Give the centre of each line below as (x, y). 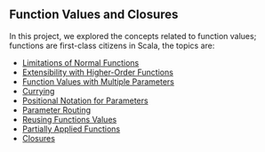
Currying (38, 91)
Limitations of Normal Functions (80, 62)
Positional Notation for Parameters (85, 100)
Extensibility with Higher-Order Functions (97, 72)
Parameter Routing (56, 109)
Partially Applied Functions (71, 129)
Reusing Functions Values (69, 119)
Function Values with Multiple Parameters (98, 81)
